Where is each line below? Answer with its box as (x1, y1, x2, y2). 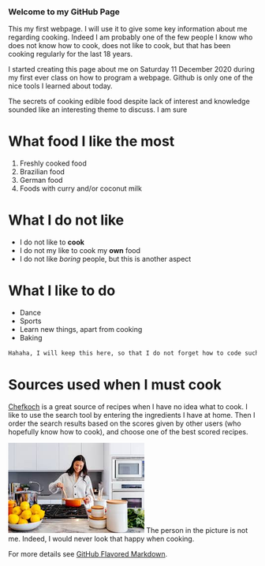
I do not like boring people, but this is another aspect (19, 255, 192, 264)
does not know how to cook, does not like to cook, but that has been (8, 41, 231, 50)
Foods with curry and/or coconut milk (19, 184, 142, 193)
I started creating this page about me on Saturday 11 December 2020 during (8, 65, 255, 74)
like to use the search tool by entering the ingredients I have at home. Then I (8, 410, 256, 419)
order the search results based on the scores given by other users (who (8, 419, 242, 428)
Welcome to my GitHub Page (8, 6, 120, 17)
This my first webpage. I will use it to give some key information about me (8, 24, 248, 34)
